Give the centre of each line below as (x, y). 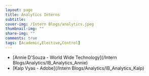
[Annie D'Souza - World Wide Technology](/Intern (65, 57)
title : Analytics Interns (32, 15)
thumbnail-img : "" (25, 29)
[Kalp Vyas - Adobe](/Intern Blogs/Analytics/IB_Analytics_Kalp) (78, 68)
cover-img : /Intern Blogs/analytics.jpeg (50, 24)
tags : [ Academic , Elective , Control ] (43, 43)
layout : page (19, 10)
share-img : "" (20, 33)
